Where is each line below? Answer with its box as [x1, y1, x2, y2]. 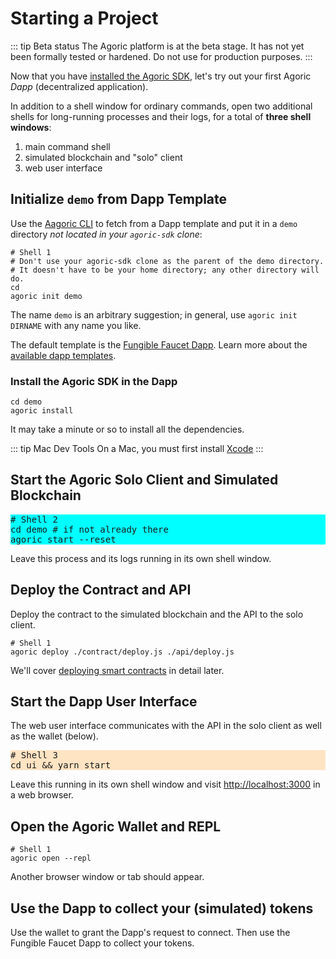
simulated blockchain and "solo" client [24, 151, 183, 163]
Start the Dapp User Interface [10, 693, 198, 711]
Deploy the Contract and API [10, 582, 192, 599]
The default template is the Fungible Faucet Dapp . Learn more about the [10, 338, 308, 351]
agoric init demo [10, 291, 83, 301]
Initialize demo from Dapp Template [10, 191, 228, 208]
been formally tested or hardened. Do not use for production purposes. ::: [10, 50, 313, 62]
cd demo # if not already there [10, 523, 169, 535]
